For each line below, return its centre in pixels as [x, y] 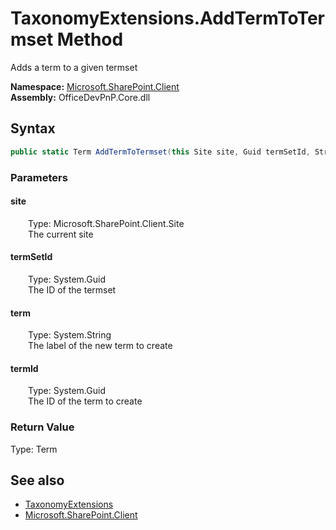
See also [37, 480]
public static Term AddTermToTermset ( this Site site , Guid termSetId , [160, 152]
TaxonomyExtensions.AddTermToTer [167, 18]
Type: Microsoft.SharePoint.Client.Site [106, 223]
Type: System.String [70, 335]
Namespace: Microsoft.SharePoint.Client [95, 86]
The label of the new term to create [100, 346]
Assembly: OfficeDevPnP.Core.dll [80, 97]
